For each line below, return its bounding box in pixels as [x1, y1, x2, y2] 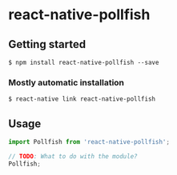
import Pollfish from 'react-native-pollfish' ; [8, 138, 171, 146]
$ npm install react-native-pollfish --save [8, 58, 159, 66]
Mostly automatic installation [8, 77, 125, 88]
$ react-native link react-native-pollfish [8, 95, 156, 103]
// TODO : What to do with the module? [8, 152, 138, 161]
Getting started [8, 38, 86, 51]
